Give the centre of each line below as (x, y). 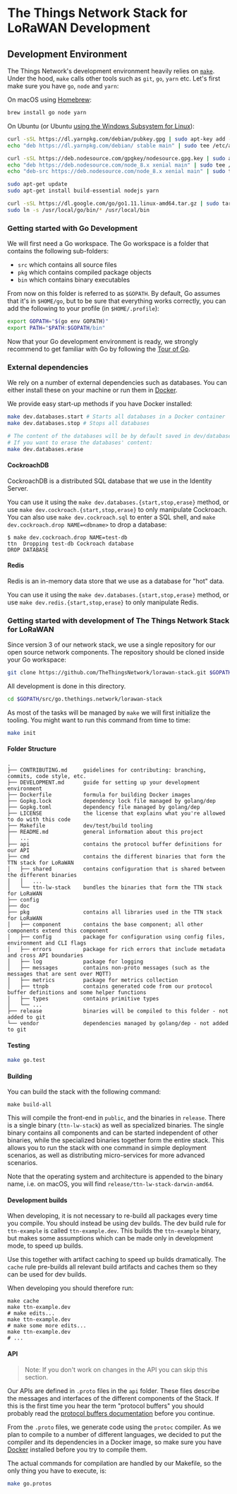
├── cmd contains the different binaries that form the (116, 856)
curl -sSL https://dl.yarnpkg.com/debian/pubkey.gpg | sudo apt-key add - (120, 139)
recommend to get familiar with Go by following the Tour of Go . (99, 349)
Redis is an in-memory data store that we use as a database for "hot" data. (116, 581)
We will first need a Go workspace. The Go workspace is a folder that (108, 244)
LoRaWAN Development (79, 28)
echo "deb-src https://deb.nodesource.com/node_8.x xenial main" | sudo (116, 172)
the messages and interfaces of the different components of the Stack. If (113, 1398)
